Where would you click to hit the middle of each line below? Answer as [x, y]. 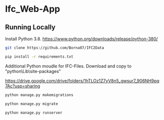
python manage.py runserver [34, 113]
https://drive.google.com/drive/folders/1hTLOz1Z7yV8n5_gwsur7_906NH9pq [82, 81]
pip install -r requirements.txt [39, 57]
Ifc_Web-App [33, 9]
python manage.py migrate [31, 104]
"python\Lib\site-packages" [33, 71]
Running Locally [30, 27]
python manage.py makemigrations [39, 95]
